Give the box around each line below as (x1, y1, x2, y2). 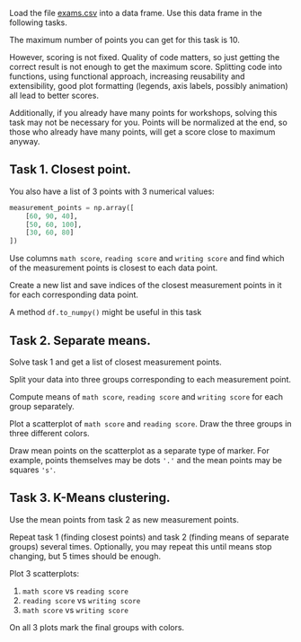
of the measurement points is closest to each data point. (9, 262, 218, 273)
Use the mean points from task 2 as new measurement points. (9, 514, 240, 524)
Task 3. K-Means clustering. (9, 490, 171, 506)
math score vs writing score (22, 604, 128, 615)
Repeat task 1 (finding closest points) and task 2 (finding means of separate (9, 532, 289, 542)
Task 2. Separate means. (9, 332, 151, 348)
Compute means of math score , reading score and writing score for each (9, 391, 283, 402)
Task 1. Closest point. (9, 162, 132, 178)
